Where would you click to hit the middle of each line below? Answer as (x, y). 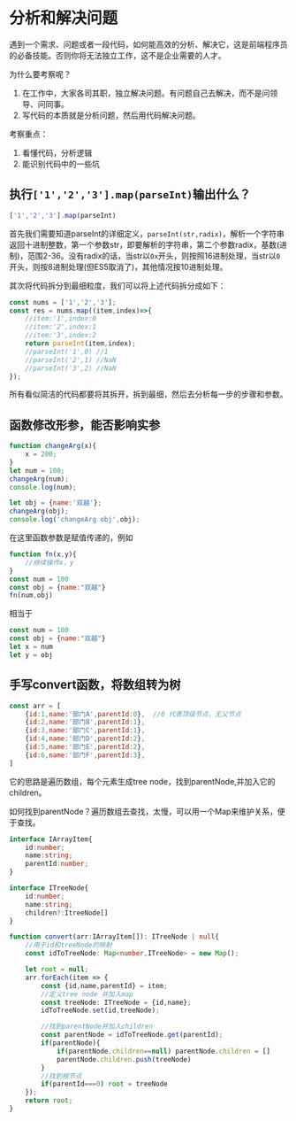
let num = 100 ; (37, 470)
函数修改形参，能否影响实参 (85, 425)
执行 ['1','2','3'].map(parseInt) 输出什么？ (130, 194)
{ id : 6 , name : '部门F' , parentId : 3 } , (85, 755)
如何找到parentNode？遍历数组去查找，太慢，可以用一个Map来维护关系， (144, 811)
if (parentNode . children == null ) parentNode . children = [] (163, 1051)
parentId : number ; (57, 864)
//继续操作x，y (49, 562)
